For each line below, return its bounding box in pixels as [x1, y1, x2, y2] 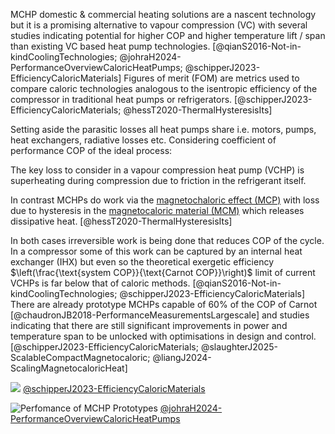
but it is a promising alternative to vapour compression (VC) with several [10, 19, 308, 31]
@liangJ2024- [152, 352, 212, 363]
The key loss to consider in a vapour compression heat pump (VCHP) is [10, 164, 305, 176]
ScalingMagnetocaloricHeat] [10, 362, 128, 374]
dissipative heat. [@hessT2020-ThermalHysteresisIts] [10, 215, 233, 227]
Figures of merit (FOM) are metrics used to [123, 72, 300, 84]
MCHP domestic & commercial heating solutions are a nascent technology [10, 9, 317, 20]
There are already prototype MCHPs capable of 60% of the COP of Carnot [10, 299, 318, 310]
